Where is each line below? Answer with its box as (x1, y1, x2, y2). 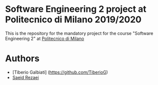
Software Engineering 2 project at (5, 3, 147, 15)
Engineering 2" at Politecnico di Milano (5, 36, 84, 42)
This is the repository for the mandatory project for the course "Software (5, 30, 154, 36)
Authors (5, 53, 40, 64)
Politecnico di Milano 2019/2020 (5, 14, 142, 25)
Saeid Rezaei (12, 74, 39, 80)
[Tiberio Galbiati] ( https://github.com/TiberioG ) (12, 69, 108, 75)
